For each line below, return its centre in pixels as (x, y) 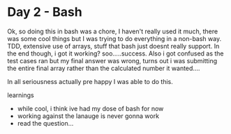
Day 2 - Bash (45, 12)
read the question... (45, 123)
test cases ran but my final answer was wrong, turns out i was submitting (112, 60)
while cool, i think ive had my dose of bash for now (90, 108)
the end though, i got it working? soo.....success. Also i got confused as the (116, 53)
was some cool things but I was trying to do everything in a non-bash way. (114, 38)
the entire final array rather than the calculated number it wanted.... (104, 68)
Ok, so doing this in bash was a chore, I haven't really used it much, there (113, 31)
